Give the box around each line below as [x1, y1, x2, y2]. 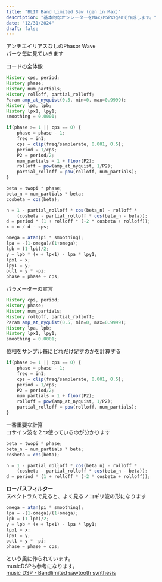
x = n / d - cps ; [6, 224, 49, 230]
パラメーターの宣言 [6, 285, 54, 292]
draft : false [6, 25, 39, 32]
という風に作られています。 [6, 555, 74, 562]
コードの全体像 [6, 63, 43, 70]
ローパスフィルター [6, 485, 54, 492]
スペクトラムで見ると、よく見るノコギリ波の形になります [6, 493, 147, 500]
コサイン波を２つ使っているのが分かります [6, 428, 111, 435]
